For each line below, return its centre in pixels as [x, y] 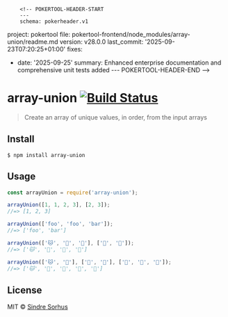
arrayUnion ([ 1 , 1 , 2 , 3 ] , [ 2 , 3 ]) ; [59, 205]
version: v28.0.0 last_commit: [101, 42]
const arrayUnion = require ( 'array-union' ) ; [73, 193]
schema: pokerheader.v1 [54, 22]
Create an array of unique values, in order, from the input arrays [115, 117]
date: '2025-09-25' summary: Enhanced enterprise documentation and [119, 63]
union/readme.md [33, 42]
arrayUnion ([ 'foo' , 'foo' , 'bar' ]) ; [60, 224]
